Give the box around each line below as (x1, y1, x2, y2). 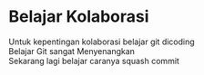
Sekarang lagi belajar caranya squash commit (8, 55, 179, 66)
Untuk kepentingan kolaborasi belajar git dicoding (8, 36, 195, 47)
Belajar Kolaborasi (8, 6, 149, 27)
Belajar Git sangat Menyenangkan (8, 45, 136, 56)
